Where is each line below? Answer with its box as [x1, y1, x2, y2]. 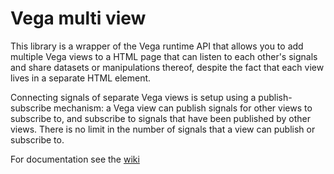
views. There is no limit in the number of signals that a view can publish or [10, 123, 316, 135]
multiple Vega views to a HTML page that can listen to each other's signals [10, 50, 318, 62]
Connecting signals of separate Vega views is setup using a [10, 91, 257, 103]
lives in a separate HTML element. [10, 72, 152, 84]
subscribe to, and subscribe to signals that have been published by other [10, 112, 311, 124]
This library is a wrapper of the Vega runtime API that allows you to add [10, 40, 304, 52]
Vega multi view [10, 7, 147, 30]
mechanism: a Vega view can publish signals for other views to [53, 102, 313, 114]
